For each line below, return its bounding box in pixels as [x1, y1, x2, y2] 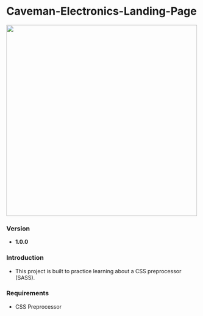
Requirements [6, 289, 49, 298]
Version [6, 224, 30, 233]
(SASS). [15, 274, 35, 281]
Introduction [6, 254, 44, 262]
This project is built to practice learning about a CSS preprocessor [15, 267, 182, 274]
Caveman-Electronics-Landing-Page [6, 4, 197, 18]
